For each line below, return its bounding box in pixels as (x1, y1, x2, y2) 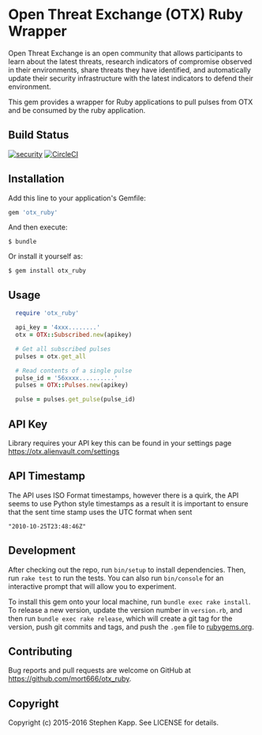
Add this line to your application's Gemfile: (8, 193, 146, 203)
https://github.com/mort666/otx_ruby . (8, 674, 132, 684)
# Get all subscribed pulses (15, 345, 111, 353)
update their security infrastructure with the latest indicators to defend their (8, 73, 254, 83)
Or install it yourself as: (8, 252, 83, 261)
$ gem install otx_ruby (8, 267, 87, 275)
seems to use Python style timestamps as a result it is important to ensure (8, 498, 249, 508)
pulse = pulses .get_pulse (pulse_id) (15, 396, 136, 404)
